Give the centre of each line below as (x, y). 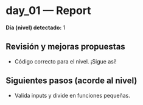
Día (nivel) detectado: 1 (36, 27)
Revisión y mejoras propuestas (65, 47)
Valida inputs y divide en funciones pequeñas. (72, 95)
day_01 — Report (49, 11)
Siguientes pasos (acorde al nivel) (71, 81)
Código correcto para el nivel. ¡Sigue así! (65, 61)
